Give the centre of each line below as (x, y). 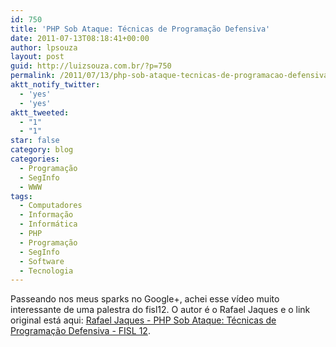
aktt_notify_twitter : (55, 85)
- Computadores (51, 206)
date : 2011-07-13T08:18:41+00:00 (80, 38)
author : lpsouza (44, 47)
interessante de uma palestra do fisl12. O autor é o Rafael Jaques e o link (160, 310)
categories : (35, 159)
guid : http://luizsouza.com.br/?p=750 (91, 66)
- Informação (46, 215)
